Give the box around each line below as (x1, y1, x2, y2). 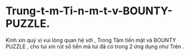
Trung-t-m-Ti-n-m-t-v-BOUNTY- (5, 4, 173, 18)
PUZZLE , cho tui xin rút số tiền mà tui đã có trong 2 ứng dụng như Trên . (5, 43, 185, 50)
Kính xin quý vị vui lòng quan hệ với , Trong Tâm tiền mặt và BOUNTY (5, 36, 176, 43)
